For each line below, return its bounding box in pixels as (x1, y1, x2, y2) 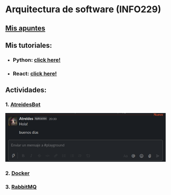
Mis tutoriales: (5, 41, 52, 49)
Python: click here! (12, 56, 61, 63)
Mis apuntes (5, 24, 46, 33)
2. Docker (5, 170, 30, 177)
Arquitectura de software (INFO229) (5, 4, 161, 15)
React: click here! (12, 70, 57, 77)
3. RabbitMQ (5, 183, 37, 190)
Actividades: (5, 86, 47, 95)
